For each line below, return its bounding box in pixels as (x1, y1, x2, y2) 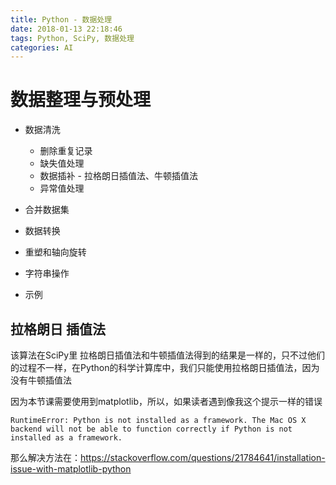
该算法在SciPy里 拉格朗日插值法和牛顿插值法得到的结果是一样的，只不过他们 (10, 349, 326, 361)
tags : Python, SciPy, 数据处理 (10, 33, 135, 43)
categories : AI (10, 42, 74, 53)
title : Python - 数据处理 (10, 14, 113, 25)
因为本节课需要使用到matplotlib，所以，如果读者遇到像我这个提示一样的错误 (10, 396, 323, 407)
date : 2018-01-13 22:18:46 (10, 24, 123, 34)
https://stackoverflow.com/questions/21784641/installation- (80, 452, 326, 463)
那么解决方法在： (10, 452, 81, 463)
